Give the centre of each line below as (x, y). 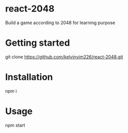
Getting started (38, 43)
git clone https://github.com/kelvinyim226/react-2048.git (64, 57)
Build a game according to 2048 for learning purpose (60, 23)
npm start (15, 125)
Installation (29, 77)
